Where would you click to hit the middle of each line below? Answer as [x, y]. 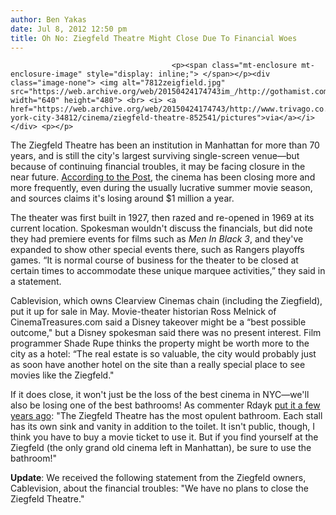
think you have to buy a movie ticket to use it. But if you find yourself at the [164, 437]
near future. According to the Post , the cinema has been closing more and [163, 177]
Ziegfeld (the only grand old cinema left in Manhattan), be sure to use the [161, 448]
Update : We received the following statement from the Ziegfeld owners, [158, 478]
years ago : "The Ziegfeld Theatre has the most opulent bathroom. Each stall [166, 416]
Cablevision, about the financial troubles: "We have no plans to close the [159, 488]
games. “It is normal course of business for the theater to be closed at [154, 260]
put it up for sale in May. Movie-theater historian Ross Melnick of [143, 312]
